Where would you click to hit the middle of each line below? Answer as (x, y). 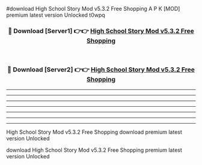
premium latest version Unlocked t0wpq (56, 15)
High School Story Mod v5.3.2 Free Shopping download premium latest (94, 132)
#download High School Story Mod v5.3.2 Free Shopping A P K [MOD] (93, 9)
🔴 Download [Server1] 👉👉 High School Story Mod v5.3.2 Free (101, 31)
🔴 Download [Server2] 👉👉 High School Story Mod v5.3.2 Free (101, 70)
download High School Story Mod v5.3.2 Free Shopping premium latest (94, 150)
